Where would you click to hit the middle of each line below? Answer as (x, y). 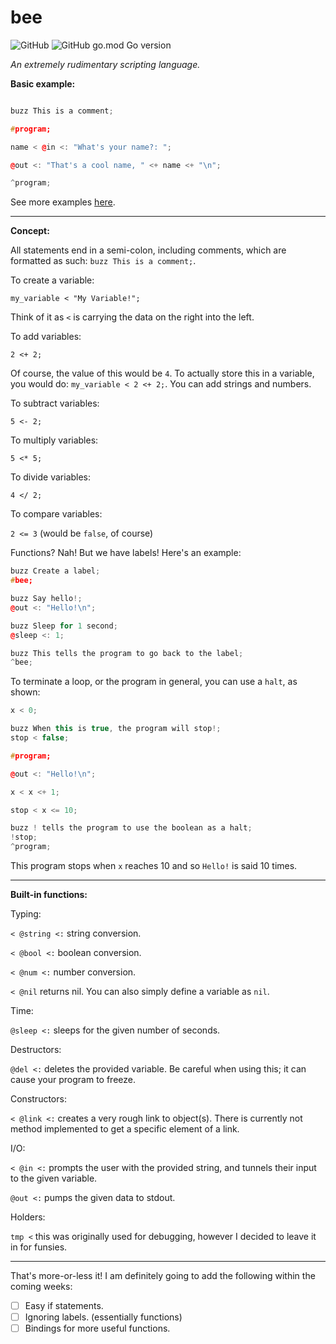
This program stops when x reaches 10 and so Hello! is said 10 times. (154, 866)
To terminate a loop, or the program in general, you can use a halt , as (154, 682)
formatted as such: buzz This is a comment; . (103, 261)
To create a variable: (52, 280)
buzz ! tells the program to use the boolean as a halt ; (131, 828)
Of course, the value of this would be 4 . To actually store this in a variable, (162, 373)
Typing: (26, 914)
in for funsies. (39, 1247)
